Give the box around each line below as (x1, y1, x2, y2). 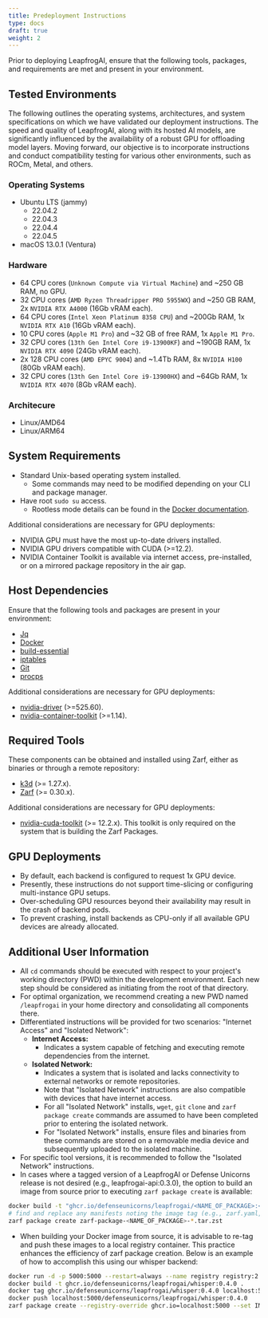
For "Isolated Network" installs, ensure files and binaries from (43, 1127, 246, 1137)
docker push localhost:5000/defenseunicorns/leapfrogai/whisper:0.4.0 (8, 1294, 248, 1303)
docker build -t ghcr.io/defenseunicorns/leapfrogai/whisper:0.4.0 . (8, 1280, 245, 1288)
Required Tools (8, 733, 85, 747)
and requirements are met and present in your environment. (8, 65, 205, 74)
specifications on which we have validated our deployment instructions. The (8, 117, 259, 127)
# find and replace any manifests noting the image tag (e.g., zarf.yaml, (8, 1209, 262, 1217)
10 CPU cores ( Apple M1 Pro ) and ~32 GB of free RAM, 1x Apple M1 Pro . (19, 329, 255, 338)
